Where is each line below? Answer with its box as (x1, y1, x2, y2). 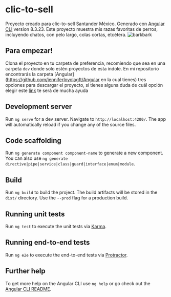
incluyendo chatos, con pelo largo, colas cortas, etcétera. (5, 31, 127, 38)
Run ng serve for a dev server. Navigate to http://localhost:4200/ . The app (5, 116, 166, 122)
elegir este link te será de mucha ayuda (5, 87, 89, 94)
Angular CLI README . (5, 286, 52, 292)
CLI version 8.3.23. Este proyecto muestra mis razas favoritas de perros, (5, 26, 158, 32)
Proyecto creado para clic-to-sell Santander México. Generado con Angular (5, 21, 165, 27)
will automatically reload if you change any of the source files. (5, 121, 136, 127)
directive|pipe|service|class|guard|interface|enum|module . (5, 161, 135, 167)
